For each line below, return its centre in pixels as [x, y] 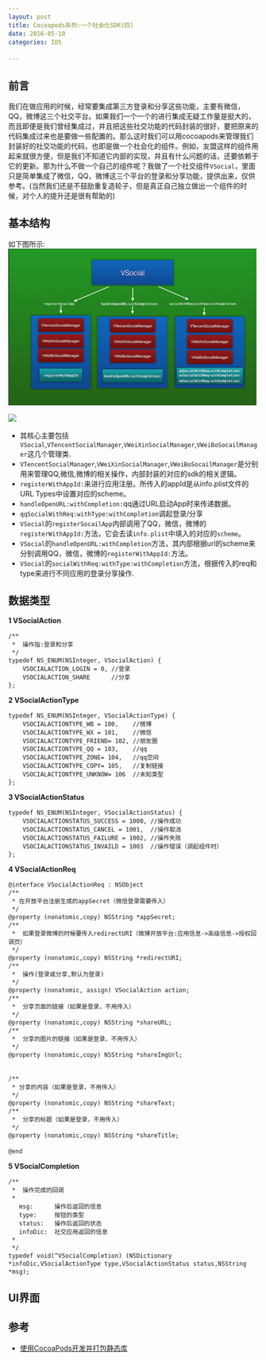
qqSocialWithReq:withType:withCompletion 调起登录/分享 [112, 513]
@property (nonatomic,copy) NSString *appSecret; [92, 917]
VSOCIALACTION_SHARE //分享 [77, 677]
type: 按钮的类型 [52, 1215]
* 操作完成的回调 [38, 1190]
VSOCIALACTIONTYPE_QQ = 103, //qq [85, 749]
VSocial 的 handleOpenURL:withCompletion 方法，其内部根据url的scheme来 [137, 543]
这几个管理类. [49, 454]
